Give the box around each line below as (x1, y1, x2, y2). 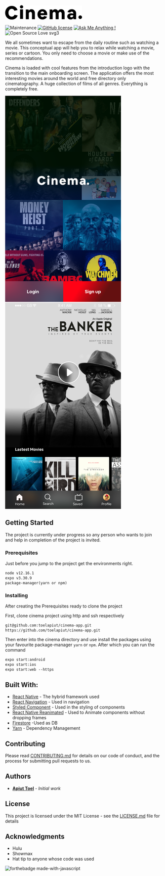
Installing (5, 592, 28, 599)
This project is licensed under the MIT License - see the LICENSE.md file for (5, 813, 160, 819)
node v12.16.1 (5, 571, 35, 576)
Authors (5, 772, 31, 781)
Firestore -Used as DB (12, 720, 58, 726)
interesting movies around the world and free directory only (5, 75, 126, 81)
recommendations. (5, 55, 43, 61)
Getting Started (5, 519, 54, 527)
